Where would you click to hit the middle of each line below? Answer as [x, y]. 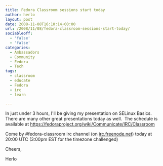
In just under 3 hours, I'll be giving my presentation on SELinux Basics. [78, 113]
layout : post [19, 19]
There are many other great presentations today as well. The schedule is [81, 119]
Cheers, [13, 149]
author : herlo [20, 15]
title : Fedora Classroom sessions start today [55, 10]
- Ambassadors [25, 52]
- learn [18, 95]
